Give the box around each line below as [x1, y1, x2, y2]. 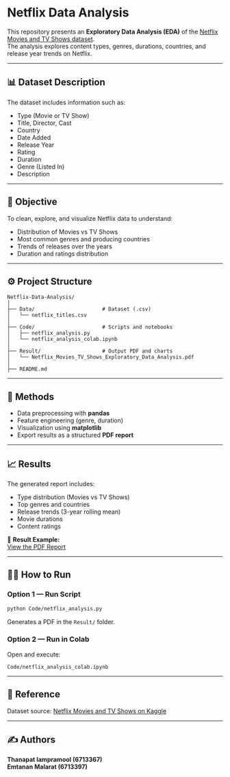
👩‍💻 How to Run [7, 569, 71, 581]
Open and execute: [7, 650, 61, 658]
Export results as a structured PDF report [16, 431, 134, 440]
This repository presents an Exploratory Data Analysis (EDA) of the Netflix [7, 27, 218, 36]
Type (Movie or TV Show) [16, 111, 90, 119]
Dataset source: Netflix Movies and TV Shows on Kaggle [7, 706, 166, 715]
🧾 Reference [7, 689, 60, 700]
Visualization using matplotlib [16, 424, 101, 432]
